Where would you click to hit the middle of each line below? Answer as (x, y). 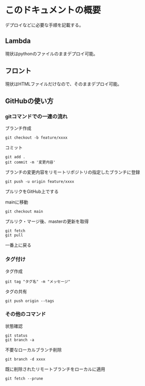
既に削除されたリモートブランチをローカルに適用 (55, 369)
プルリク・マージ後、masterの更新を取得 (47, 221)
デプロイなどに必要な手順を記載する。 (44, 25)
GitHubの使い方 (29, 101)
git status (16, 335)
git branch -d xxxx (25, 359)
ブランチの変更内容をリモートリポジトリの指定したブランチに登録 (72, 172)
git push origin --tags (30, 301)
